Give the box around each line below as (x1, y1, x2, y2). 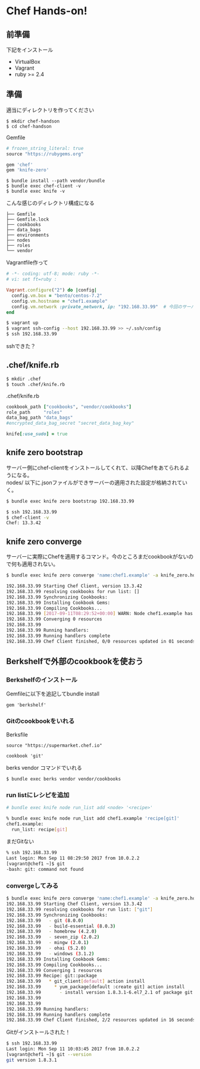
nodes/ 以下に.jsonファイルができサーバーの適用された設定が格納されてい (6, 479, 187, 486)
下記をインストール (6, 46, 54, 53)
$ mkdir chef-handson (6, 118, 60, 124)
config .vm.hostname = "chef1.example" (11, 298, 108, 304)
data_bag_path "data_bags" (6, 415, 73, 421)
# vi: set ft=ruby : (6, 277, 58, 283)
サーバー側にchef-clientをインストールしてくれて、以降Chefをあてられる (6, 464, 185, 471)
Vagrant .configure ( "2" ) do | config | (6, 287, 97, 293)
